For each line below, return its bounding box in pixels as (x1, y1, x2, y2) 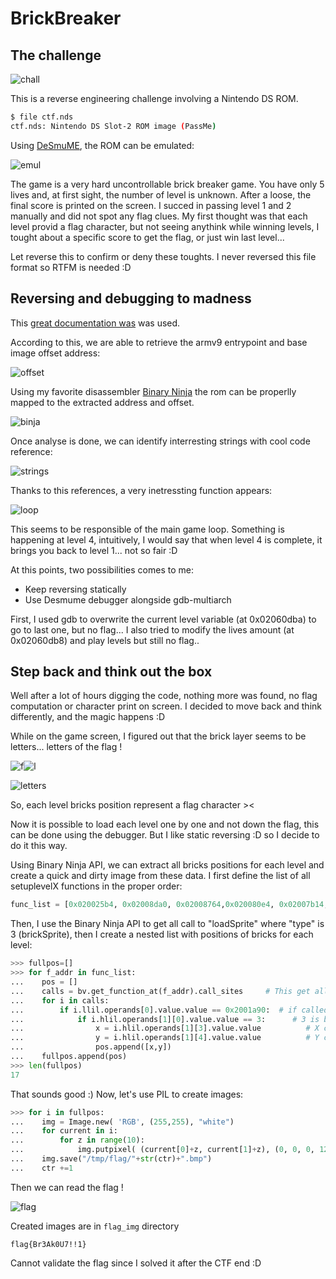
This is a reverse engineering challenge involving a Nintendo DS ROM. (10, 93, 299, 104)
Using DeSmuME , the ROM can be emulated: (10, 139, 195, 151)
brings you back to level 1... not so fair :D (10, 544, 178, 556)
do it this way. (10, 840, 68, 852)
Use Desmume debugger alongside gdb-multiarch (24, 593, 232, 606)
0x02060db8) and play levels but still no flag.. (10, 634, 200, 646)
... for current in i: (10, 1126, 118, 1136)
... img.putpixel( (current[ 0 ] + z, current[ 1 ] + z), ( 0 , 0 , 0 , (10, 1145, 315, 1155)
